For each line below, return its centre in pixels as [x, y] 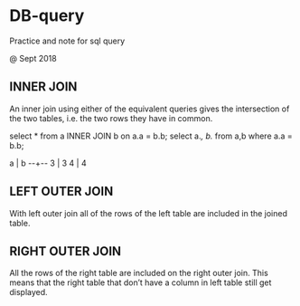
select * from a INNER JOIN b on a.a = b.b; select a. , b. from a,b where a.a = [151, 136]
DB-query [47, 16]
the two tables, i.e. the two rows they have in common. [111, 118]
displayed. [28, 292]
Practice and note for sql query [67, 41]
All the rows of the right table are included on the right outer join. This [139, 273]
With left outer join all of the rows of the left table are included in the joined [148, 213]
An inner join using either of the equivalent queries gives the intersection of [150, 109]
